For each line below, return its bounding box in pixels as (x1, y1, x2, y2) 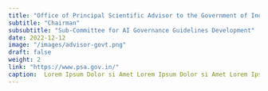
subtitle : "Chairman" (8, 19, 81, 27)
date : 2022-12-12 (8, 33, 66, 42)
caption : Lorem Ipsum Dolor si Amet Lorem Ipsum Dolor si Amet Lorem (8, 70, 248, 78)
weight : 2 (8, 56, 41, 64)
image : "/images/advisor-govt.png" (8, 41, 127, 49)
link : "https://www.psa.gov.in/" (8, 63, 120, 71)
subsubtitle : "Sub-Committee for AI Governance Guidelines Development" (8, 26, 255, 34)
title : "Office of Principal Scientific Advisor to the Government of (8, 11, 248, 20)
